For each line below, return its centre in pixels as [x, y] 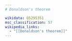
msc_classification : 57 [29, 22]
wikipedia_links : [22, 27]
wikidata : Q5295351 [24, 18]
